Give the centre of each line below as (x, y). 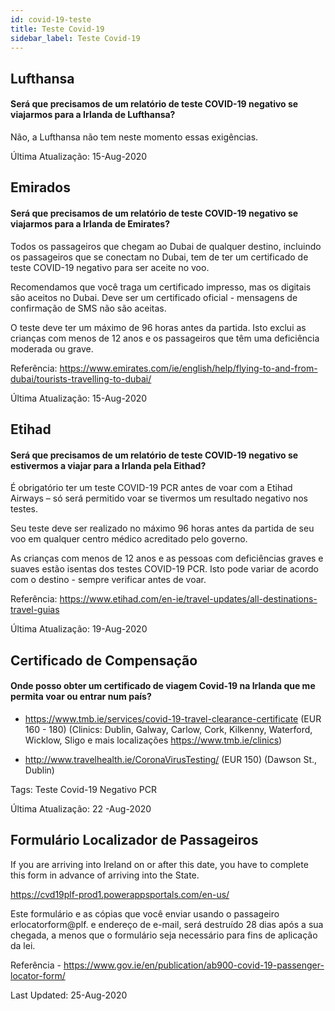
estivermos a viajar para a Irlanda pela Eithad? (108, 465)
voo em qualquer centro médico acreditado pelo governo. (129, 539)
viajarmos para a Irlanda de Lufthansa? (93, 115)
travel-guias (35, 610)
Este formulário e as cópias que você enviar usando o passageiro (145, 913)
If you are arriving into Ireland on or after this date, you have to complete (159, 864)
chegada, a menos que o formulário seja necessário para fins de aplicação (164, 935)
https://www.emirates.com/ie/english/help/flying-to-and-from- (188, 368)
